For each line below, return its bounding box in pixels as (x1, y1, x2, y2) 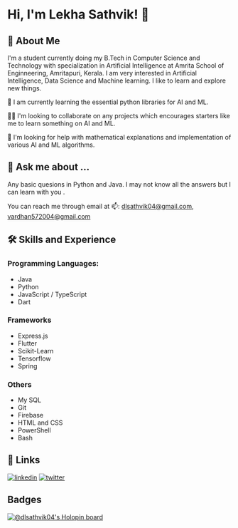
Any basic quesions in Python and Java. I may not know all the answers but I (7, 180, 231, 188)
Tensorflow (17, 354, 51, 363)
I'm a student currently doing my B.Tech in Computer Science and (7, 53, 200, 62)
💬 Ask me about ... (7, 161, 90, 173)
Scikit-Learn (17, 346, 54, 355)
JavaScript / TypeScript (17, 290, 87, 299)
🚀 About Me (7, 35, 60, 47)
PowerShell (17, 426, 51, 435)
